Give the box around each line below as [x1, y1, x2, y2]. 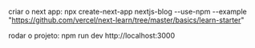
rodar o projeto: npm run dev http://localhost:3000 [8, 31, 175, 40]
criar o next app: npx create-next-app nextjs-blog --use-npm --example [8, 7, 247, 16]
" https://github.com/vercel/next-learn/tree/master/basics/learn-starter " [8, 15, 245, 25]
